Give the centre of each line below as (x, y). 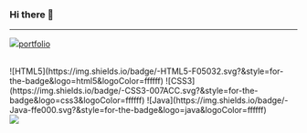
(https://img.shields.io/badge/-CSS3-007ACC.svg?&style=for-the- (134, 91)
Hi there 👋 (32, 15)
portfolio (35, 44)
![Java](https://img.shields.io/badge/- (217, 100)
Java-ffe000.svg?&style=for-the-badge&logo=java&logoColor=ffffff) (138, 110)
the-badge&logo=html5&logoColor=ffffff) (87, 81)
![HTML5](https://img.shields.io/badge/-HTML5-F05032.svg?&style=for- (147, 71)
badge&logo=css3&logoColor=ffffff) (77, 100)
